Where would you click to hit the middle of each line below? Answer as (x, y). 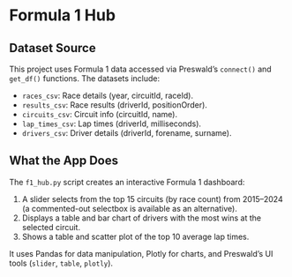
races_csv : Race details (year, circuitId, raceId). (108, 95)
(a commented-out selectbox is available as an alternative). (130, 208)
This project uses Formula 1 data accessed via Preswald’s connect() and (140, 69)
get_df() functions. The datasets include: (85, 79)
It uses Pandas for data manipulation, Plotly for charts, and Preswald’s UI (141, 253)
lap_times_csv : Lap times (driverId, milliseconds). (111, 124)
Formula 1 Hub (63, 15)
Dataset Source (52, 48)
